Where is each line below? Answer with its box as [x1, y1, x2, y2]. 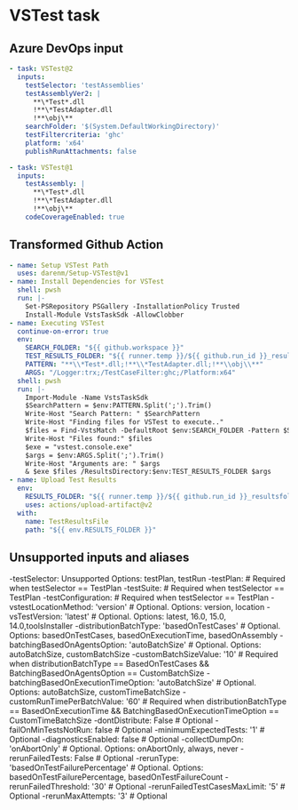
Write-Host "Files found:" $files [25, 434, 153, 443]
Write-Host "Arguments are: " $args [25, 459, 161, 468]
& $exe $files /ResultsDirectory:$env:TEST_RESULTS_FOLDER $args [25, 468, 272, 477]
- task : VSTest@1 [9, 163, 74, 172]
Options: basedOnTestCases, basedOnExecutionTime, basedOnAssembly [9, 630, 278, 641]
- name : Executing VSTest [9, 318, 105, 327]
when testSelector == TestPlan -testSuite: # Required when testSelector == [9, 583, 286, 594]
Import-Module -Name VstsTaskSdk [25, 393, 149, 402]
